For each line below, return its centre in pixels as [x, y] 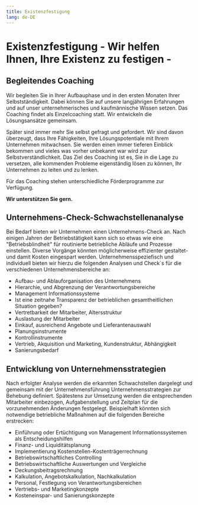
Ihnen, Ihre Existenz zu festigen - [89, 59]
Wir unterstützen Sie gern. [39, 199]
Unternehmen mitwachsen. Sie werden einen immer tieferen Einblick [90, 144]
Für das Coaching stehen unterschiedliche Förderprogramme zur [85, 181]
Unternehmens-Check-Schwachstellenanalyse [95, 217]
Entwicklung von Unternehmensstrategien [86, 369]
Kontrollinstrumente [39, 338]
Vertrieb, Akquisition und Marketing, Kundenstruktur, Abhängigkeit [95, 344]
